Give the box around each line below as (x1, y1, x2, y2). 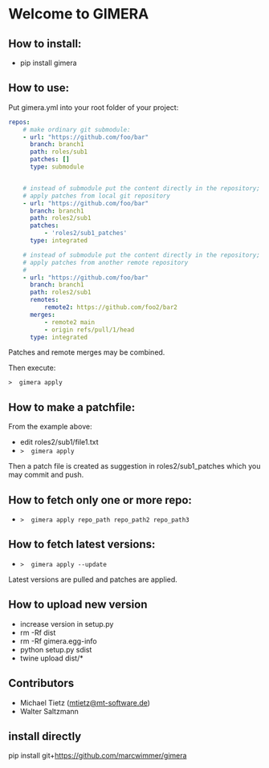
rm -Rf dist (19, 628, 56, 637)
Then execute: (8, 363, 56, 373)
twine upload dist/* (19, 653, 84, 663)
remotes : (29, 296, 59, 304)
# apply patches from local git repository (22, 192, 171, 200)
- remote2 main (43, 318, 95, 326)
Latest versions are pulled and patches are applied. (8, 575, 178, 584)
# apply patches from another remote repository (22, 258, 189, 266)
